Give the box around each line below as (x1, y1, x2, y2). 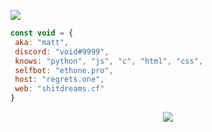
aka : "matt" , (14, 37, 70, 47)
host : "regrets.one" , (14, 75, 105, 85)
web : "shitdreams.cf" (14, 84, 105, 94)
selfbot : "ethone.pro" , (14, 65, 114, 75)
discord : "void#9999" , (14, 46, 110, 57)
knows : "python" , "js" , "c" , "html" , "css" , (14, 56, 204, 66)
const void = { (10, 28, 74, 38)
